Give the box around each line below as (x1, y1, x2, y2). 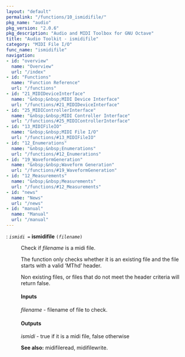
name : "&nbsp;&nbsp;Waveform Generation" (11, 162, 115, 168)
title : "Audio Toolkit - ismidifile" (6, 36, 99, 42)
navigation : (6, 52, 35, 58)
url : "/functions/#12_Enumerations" (11, 151, 101, 157)
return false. (21, 279, 51, 286)
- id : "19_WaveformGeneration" (6, 157, 83, 163)
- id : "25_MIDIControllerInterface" (6, 107, 96, 113)
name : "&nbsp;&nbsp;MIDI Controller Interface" (11, 113, 131, 118)
